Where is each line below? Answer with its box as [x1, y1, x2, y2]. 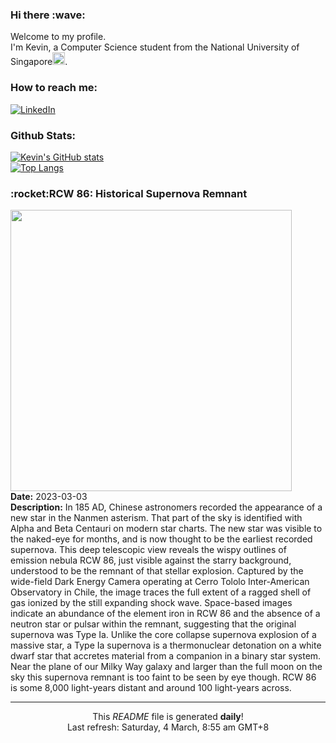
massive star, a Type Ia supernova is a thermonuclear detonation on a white [10, 639, 322, 652]
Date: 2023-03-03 [10, 491, 88, 503]
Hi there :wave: [10, 8, 86, 22]
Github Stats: [10, 128, 77, 142]
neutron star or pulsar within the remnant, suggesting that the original [10, 618, 297, 630]
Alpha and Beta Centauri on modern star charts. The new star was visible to [10, 523, 323, 535]
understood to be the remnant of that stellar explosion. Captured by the [10, 565, 304, 577]
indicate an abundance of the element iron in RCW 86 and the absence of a [10, 608, 321, 620]
